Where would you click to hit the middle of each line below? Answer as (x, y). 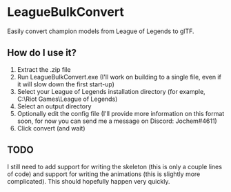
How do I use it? (42, 53)
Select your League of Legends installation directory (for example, (111, 91)
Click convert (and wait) (51, 128)
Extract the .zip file (44, 69)
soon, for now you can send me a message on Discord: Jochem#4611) (117, 121)
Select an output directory (54, 106)
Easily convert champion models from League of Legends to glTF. (101, 31)
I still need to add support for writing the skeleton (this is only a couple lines (115, 166)
